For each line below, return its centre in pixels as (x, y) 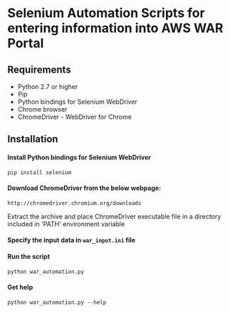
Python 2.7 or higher (48, 86)
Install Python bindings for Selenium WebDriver (79, 157)
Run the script (29, 256)
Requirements (39, 69)
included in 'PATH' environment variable (66, 224)
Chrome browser (42, 109)
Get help (20, 287)
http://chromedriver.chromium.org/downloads (74, 203)
